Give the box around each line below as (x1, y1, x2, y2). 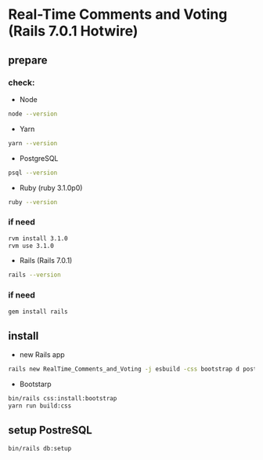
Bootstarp (19, 379, 52, 389)
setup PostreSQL (8, 424, 92, 437)
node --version (8, 110, 58, 118)
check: (8, 77, 35, 88)
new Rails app (19, 350, 65, 360)
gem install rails (8, 308, 68, 316)
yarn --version (8, 139, 58, 147)
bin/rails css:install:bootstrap (8, 395, 117, 403)
